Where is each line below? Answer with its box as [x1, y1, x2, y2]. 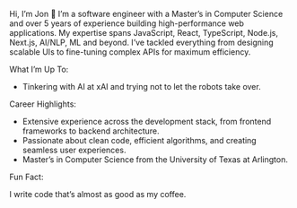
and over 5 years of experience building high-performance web [9, 18, 245, 29]
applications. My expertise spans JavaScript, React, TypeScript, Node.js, [9, 28, 278, 38]
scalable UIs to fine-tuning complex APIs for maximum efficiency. [9, 47, 251, 57]
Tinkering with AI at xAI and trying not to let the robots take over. [22, 82, 262, 91]
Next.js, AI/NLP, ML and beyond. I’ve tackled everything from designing [9, 37, 274, 48]
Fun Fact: [9, 171, 44, 182]
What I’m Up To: [9, 64, 69, 74]
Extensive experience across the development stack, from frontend [22, 117, 272, 126]
